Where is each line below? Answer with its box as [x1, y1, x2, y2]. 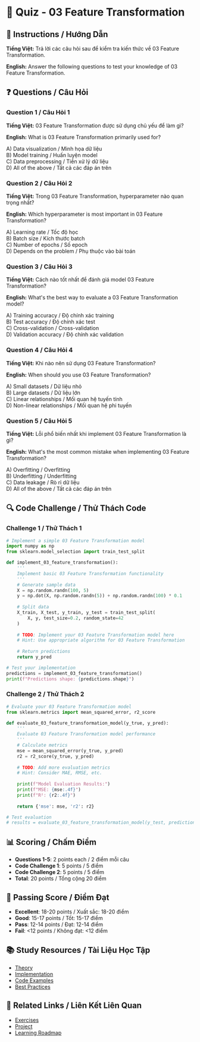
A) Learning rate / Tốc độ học [6, 228, 79, 236]
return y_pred [17, 654, 52, 660]
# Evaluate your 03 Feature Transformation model [6, 704, 132, 710]
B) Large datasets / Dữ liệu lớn [6, 389, 80, 396]
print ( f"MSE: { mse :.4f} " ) [17, 787, 82, 793]
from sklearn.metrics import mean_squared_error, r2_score [6, 709, 156, 715]
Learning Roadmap [14, 1029, 62, 1036]
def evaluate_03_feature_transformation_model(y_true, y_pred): [6, 720, 169, 726]
